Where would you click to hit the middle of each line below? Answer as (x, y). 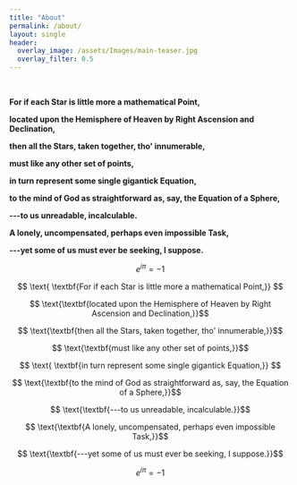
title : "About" (38, 17)
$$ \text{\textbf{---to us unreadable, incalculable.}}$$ (150, 409)
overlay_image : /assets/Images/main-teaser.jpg (108, 51)
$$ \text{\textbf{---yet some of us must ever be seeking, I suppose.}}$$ (150, 454)
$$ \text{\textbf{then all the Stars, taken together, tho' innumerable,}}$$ (150, 330)
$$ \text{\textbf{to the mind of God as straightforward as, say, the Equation (150, 382)
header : (24, 43)
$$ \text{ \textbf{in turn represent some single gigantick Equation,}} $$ (150, 365)
